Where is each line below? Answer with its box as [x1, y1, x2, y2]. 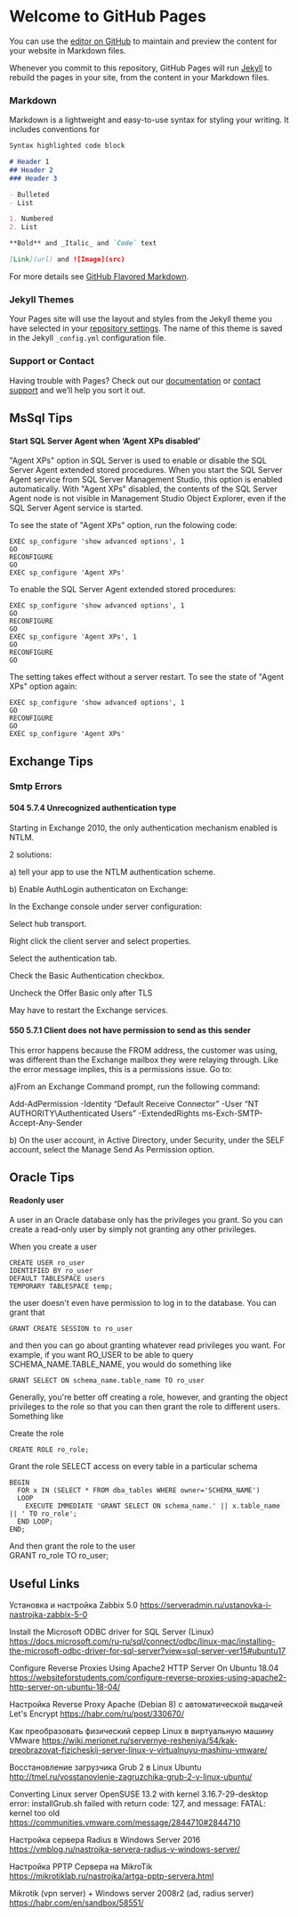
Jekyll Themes [9, 293, 75, 305]
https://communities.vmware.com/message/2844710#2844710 [9, 1817, 241, 1828]
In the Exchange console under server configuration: [9, 901, 203, 912]
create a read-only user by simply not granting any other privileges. [9, 1224, 257, 1235]
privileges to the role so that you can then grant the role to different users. [9, 1401, 280, 1412]
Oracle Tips [9, 1170, 75, 1186]
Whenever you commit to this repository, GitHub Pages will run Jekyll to [9, 62, 273, 73]
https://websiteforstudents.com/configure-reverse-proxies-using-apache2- [9, 1673, 287, 1683]
